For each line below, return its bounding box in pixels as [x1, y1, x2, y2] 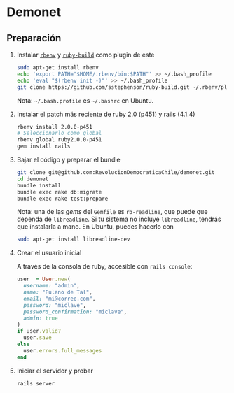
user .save [23, 334, 52, 341]
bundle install [16, 182, 62, 189]
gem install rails [16, 143, 71, 150]
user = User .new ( [16, 276, 71, 283]
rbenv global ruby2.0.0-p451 [16, 136, 102, 143]
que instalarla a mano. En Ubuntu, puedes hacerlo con [16, 222, 174, 231]
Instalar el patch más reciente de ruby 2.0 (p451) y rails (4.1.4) [16, 110, 195, 118]
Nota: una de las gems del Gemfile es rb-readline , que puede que [16, 208, 208, 216]
